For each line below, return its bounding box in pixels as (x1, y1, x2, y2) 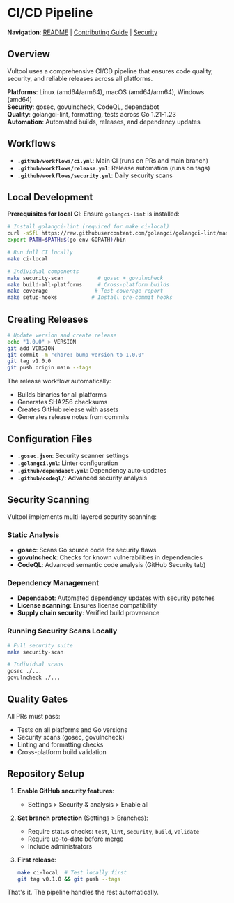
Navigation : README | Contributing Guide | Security (7, 28, 158, 36)
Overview (7, 48, 51, 60)
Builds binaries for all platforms (17, 390, 107, 399)
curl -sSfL (7, 230, 39, 237)
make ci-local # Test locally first (17, 869, 127, 876)
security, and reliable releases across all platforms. (7, 74, 153, 82)
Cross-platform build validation (17, 747, 107, 756)
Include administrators (27, 842, 93, 850)
